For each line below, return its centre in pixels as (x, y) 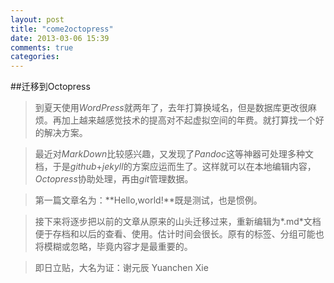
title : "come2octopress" (62, 29)
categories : (35, 57)
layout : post (37, 19)
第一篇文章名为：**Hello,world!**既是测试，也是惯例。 (148, 200)
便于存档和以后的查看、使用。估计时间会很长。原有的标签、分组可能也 (179, 234)
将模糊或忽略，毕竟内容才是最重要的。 (113, 247)
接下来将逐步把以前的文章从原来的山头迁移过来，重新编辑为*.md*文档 (178, 222)
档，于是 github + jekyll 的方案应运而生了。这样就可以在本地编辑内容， (175, 167)
